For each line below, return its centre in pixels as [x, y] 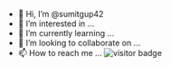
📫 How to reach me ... [60, 53]
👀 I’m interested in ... [56, 24]
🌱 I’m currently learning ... [66, 33]
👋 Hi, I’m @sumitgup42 [61, 14]
